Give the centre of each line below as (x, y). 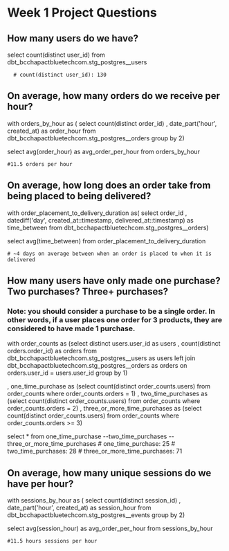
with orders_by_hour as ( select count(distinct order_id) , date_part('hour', (112, 123)
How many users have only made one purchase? (114, 281)
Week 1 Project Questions (82, 13)
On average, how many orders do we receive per (113, 96)
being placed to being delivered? (79, 196)
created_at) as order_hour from (52, 131)
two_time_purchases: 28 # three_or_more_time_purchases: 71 (95, 451)
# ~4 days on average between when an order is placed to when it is (110, 254)
